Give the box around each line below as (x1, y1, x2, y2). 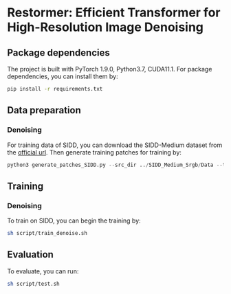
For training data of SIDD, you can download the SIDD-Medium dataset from (7, 141, 223, 149)
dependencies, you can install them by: (7, 72, 118, 80)
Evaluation (7, 249, 54, 260)
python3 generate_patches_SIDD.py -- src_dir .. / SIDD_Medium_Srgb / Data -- (7, 161, 223, 168)
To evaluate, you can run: (7, 267, 79, 275)
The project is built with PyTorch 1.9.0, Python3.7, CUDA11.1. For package (7, 65, 212, 73)
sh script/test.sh (7, 280, 60, 287)
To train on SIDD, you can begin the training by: (7, 216, 141, 225)
